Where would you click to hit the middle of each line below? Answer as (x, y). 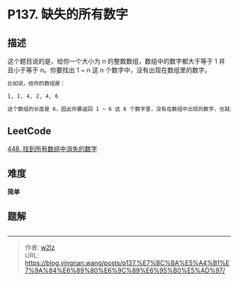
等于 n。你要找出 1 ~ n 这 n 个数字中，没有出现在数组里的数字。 (118, 70)
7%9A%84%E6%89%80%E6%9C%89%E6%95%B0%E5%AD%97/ (125, 270)
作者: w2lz (40, 248)
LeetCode (29, 131)
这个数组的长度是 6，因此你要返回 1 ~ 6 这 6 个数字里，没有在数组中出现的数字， (113, 109)
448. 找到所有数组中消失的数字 (52, 149)
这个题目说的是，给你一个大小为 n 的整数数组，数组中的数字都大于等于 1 (112, 61)
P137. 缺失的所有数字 (68, 15)
